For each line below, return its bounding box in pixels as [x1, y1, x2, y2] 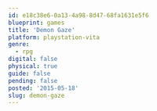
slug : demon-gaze [8, 91, 65, 99]
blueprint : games [8, 19, 65, 27]
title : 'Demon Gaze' [8, 26, 76, 34]
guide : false [8, 70, 51, 77]
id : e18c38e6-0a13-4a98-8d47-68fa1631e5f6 [8, 11, 149, 20]
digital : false [8, 55, 58, 63]
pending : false [8, 77, 58, 84]
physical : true [8, 63, 58, 70]
